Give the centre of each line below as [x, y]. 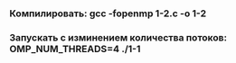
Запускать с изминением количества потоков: [118, 37]
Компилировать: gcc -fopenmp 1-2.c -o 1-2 [108, 13]
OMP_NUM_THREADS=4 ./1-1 [75, 49]
